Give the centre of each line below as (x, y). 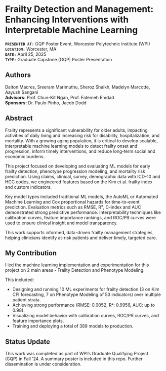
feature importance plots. (38, 321)
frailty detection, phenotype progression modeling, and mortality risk (75, 171)
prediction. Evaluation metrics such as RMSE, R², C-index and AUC (73, 207)
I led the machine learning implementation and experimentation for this (77, 265)
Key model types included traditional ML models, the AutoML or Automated (82, 197)
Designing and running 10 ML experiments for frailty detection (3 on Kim (86, 289)
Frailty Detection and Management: (79, 9)
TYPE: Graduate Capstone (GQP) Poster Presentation (59, 59)
